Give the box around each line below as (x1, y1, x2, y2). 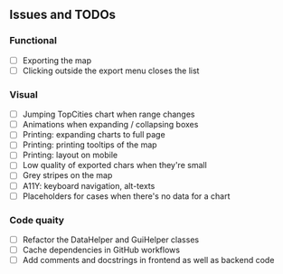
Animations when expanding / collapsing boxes (22, 119, 199, 130)
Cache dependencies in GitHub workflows (22, 244, 181, 256)
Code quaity (9, 213, 65, 226)
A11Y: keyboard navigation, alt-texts (22, 180, 156, 191)
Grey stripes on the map (22, 170, 113, 181)
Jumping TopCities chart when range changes (22, 109, 195, 120)
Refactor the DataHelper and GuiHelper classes (22, 234, 200, 245)
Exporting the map (22, 54, 92, 66)
